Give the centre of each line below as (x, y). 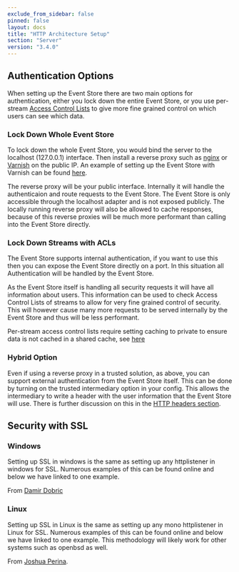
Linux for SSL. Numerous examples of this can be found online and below (115, 532)
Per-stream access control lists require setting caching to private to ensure (117, 332)
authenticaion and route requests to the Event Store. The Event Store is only (119, 194)
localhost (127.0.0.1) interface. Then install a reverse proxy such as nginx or (118, 158)
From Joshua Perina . (38, 561)
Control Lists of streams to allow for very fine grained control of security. (114, 302)
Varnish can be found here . (47, 173)
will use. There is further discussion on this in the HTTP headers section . (114, 403)
